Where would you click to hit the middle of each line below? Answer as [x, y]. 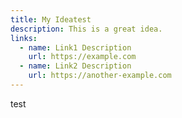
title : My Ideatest [51, 19]
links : [24, 38]
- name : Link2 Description [75, 66]
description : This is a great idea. [86, 29]
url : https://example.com [82, 57]
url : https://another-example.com [100, 76]
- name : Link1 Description [75, 47]
